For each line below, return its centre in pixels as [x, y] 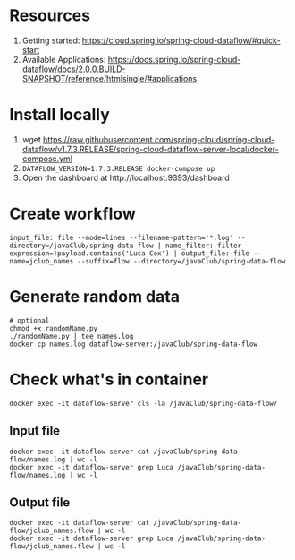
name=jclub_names [42, 261]
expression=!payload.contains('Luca [77, 253]
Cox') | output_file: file [199, 253]
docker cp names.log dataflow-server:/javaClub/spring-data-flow [133, 344]
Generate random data [95, 297]
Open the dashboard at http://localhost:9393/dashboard [126, 177]
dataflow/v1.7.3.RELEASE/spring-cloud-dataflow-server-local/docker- [150, 149]
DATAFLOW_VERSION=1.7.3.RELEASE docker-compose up [118, 168]
